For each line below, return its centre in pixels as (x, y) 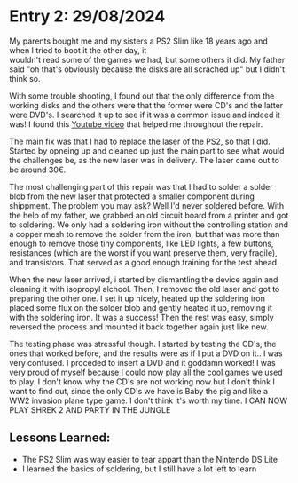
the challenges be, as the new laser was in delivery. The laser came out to (144, 160)
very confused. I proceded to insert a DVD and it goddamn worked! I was (143, 362)
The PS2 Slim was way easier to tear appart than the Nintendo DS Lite (149, 459)
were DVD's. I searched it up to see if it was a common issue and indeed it (145, 115)
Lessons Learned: (60, 438)
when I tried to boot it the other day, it (78, 50)
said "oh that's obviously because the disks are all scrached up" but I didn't (147, 69)
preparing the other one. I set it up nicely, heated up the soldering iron (137, 298)
